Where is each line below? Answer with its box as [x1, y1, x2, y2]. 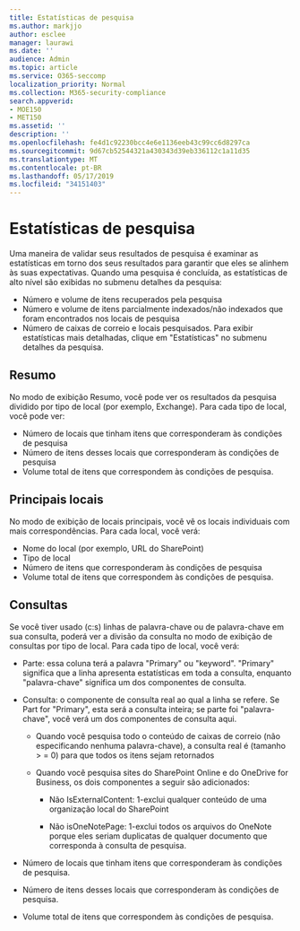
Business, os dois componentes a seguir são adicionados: [35, 777, 251, 787]
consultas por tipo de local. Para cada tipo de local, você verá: [9, 640, 240, 651]
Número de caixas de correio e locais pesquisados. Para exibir [21, 323, 253, 334]
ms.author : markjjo [9, 22, 82, 30]
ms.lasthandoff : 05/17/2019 [9, 171, 115, 180]
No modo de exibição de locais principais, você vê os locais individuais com [9, 516, 290, 526]
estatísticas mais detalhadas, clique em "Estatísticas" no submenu [21, 333, 267, 344]
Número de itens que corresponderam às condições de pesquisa [21, 561, 262, 572]
